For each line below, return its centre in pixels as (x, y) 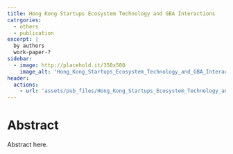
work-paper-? (32, 53)
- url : (29, 91)
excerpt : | (23, 40)
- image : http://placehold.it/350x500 (70, 65)
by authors (29, 46)
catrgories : (24, 20)
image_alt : (35, 71)
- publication (34, 33)
